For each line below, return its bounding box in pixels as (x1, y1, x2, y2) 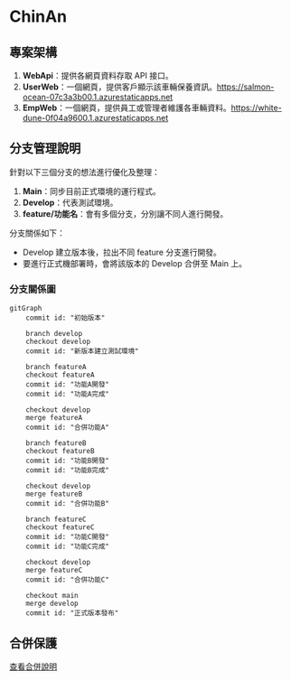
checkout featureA (25, 370, 95, 380)
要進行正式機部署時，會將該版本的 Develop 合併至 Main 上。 (22, 257, 247, 268)
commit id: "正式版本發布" (25, 609, 119, 618)
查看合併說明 (9, 661, 57, 672)
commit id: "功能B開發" (25, 456, 110, 466)
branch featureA (25, 363, 88, 372)
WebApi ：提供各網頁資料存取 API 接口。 (22, 70, 174, 80)
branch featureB (25, 439, 88, 448)
